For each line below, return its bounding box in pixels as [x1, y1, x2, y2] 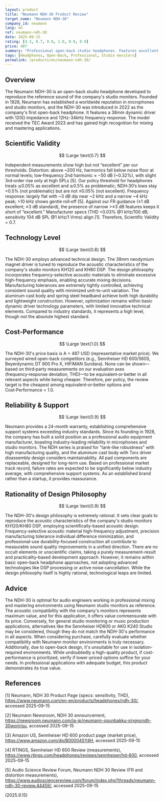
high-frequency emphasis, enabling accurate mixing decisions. [5, 277, 132, 283]
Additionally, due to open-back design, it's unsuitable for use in [5, 644, 133, 650]
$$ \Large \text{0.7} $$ [58, 152, 106, 158]
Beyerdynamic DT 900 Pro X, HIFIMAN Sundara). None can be [5, 360, 131, 366]
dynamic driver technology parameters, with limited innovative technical [5, 303, 151, 309]
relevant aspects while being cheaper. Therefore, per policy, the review [5, 376, 148, 382]
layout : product [5, 7, 38, 12]
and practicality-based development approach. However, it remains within [5, 554, 154, 560]
